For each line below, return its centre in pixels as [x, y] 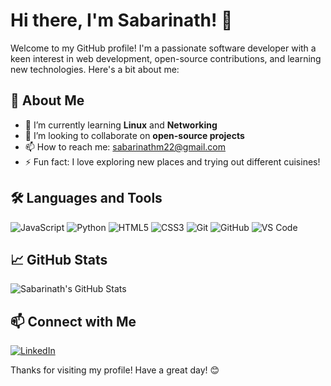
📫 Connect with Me [73, 321]
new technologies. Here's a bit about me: [95, 69]
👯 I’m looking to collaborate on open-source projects [134, 135]
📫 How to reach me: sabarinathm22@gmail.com [125, 146]
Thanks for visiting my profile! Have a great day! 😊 [115, 370]
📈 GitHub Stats [59, 259]
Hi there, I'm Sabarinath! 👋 [121, 20]
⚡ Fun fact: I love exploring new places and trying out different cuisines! [172, 161]
